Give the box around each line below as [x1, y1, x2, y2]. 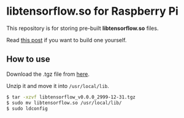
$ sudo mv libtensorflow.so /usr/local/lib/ [6, 100, 122, 106]
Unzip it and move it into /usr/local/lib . [6, 82, 109, 89]
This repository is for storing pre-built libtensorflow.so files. [6, 24, 159, 32]
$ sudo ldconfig [6, 105, 48, 111]
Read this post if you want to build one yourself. [6, 36, 127, 43]
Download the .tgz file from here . [6, 70, 90, 78]
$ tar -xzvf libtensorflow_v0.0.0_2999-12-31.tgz [6, 94, 136, 100]
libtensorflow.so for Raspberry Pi [6, 4, 179, 18]
